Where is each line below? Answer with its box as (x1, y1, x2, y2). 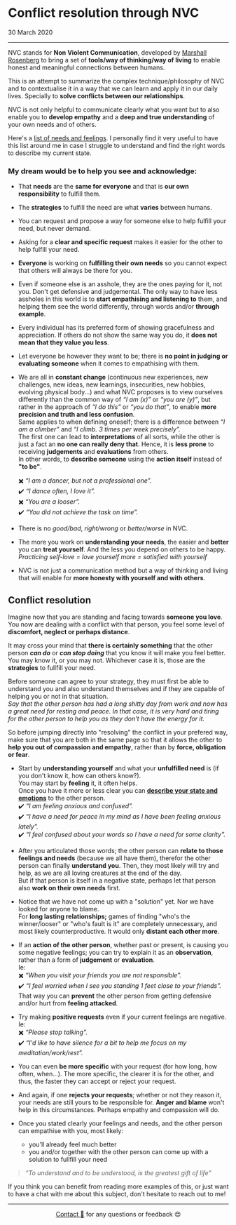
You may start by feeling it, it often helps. (18, 779, 138, 787)
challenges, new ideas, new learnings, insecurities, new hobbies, (18, 380, 206, 389)
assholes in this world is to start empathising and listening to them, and (18, 295, 228, 303)
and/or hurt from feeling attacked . (18, 999, 118, 1008)
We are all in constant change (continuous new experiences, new (18, 373, 209, 382)
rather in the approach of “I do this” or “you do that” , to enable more (18, 403, 216, 411)
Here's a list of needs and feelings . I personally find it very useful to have (8, 133, 219, 142)
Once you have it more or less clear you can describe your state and (18, 786, 218, 795)
